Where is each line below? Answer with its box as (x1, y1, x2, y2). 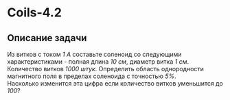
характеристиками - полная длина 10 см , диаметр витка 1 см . (7, 58, 189, 66)
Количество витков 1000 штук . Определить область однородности (7, 65, 205, 73)
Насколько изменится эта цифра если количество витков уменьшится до (7, 79, 223, 87)
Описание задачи (7, 32, 87, 44)
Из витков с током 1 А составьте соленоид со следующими (7, 50, 182, 58)
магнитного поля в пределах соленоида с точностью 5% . (7, 72, 176, 80)
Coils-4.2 (7, 5, 62, 21)
